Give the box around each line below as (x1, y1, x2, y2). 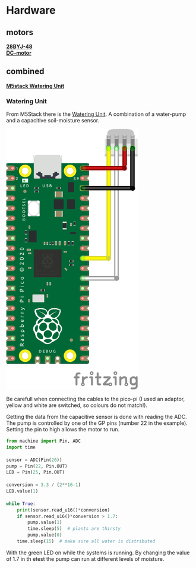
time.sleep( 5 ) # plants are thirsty (27, 526, 121, 532)
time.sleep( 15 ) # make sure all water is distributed (17, 538, 156, 544)
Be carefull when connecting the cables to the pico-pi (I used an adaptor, (6, 396, 185, 403)
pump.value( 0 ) (27, 532, 62, 538)
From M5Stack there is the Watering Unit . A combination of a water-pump (6, 111, 186, 118)
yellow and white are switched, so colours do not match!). (6, 402, 147, 409)
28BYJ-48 (6, 43, 33, 50)
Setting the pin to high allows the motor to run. (6, 426, 120, 433)
